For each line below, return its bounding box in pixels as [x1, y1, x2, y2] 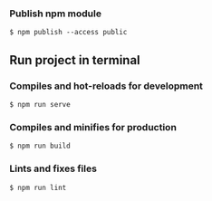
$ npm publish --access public [9, 28, 128, 37]
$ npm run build [9, 141, 71, 151]
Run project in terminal [9, 53, 140, 68]
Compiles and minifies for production [9, 120, 177, 133]
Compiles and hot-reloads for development [9, 80, 204, 92]
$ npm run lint [9, 183, 67, 192]
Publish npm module [9, 7, 102, 20]
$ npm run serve [9, 100, 71, 109]
